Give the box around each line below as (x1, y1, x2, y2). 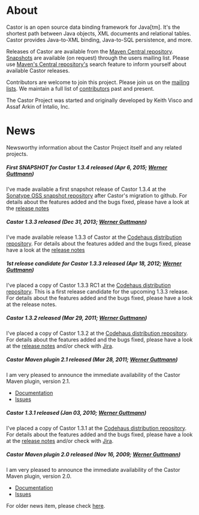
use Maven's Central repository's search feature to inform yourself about (6, 61, 187, 68)
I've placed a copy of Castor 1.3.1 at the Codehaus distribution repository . (6, 424, 187, 432)
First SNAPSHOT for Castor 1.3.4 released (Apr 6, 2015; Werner (6, 164, 168, 171)
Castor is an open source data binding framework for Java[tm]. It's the (6, 23, 180, 31)
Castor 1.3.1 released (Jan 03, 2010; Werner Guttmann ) (6, 409, 147, 417)
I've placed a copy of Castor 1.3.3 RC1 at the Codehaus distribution (6, 282, 171, 289)
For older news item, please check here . (6, 502, 105, 509)
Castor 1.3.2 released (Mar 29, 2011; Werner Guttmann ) (6, 315, 147, 322)
